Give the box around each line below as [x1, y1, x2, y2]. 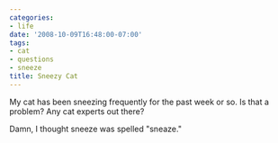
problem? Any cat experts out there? [9, 105, 145, 117]
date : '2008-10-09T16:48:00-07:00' [9, 30, 143, 39]
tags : [9, 38, 30, 48]
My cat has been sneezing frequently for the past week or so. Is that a [9, 96, 270, 107]
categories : [9, 13, 54, 22]
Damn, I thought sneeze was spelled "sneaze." [9, 123, 183, 134]
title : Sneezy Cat [9, 72, 78, 81]
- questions [9, 55, 54, 64]
